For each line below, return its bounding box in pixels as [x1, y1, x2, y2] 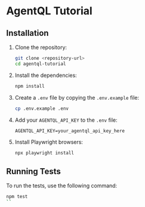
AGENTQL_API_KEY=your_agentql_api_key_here [14, 128, 125, 134]
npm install [14, 83, 45, 89]
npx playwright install [14, 150, 75, 156]
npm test [6, 194, 28, 200]
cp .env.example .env [14, 106, 69, 112]
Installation [6, 28, 49, 38]
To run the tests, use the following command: [6, 182, 118, 189]
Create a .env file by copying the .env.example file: [14, 94, 140, 101]
